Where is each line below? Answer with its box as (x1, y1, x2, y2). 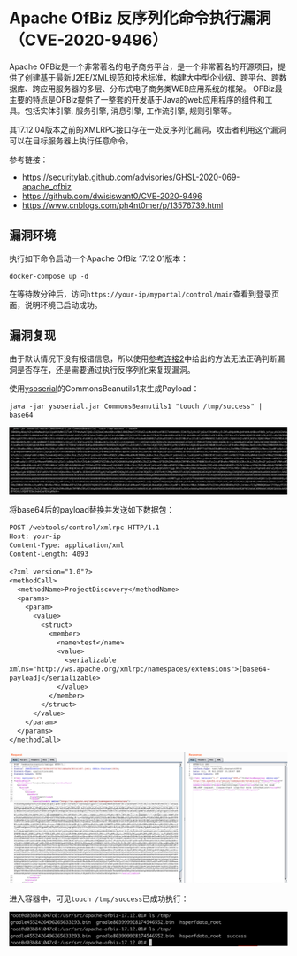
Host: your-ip (9, 532, 62, 541)
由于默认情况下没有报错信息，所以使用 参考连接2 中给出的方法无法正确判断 (9, 353, 278, 364)
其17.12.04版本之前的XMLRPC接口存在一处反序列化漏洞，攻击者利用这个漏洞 (9, 124, 286, 135)
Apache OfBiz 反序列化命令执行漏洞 (9, 8, 271, 28)
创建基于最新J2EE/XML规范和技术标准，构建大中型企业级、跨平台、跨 (24, 72, 280, 82)
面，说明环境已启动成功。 (9, 299, 103, 310)
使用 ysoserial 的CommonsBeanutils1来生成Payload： (9, 382, 200, 394)
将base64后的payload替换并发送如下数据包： (9, 504, 175, 514)
